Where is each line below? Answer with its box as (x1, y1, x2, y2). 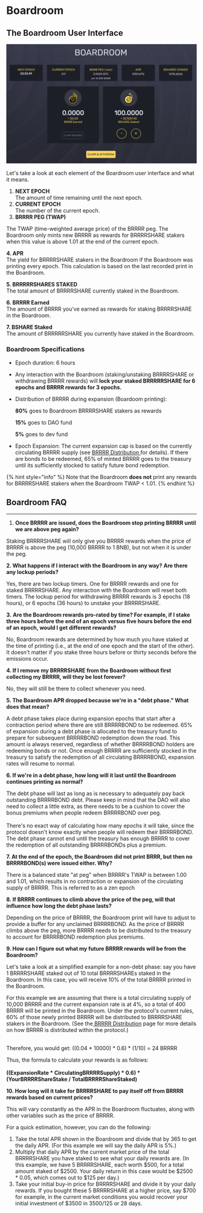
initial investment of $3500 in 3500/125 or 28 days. (14, 1200, 143, 1207)
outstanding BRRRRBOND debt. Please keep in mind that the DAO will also (6, 796, 190, 803)
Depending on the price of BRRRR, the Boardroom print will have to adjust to (6, 914, 196, 921)
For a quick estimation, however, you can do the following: (6, 1123, 151, 1131)
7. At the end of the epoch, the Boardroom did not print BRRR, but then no (6, 853, 193, 860)
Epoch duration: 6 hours (14, 359, 76, 366)
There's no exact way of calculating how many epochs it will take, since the (6, 822, 195, 829)
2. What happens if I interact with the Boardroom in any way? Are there (6, 561, 188, 569)
